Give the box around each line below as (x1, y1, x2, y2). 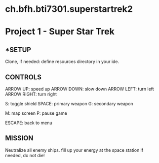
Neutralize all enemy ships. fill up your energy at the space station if (5, 147, 144, 153)
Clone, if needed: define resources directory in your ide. (5, 59, 119, 65)
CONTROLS (5, 73, 42, 81)
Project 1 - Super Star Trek (5, 26, 115, 37)
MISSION (5, 134, 34, 142)
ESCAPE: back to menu (5, 120, 53, 126)
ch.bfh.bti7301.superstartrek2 (5, 3, 133, 15)
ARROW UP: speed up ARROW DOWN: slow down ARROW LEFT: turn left (5, 86, 154, 92)
